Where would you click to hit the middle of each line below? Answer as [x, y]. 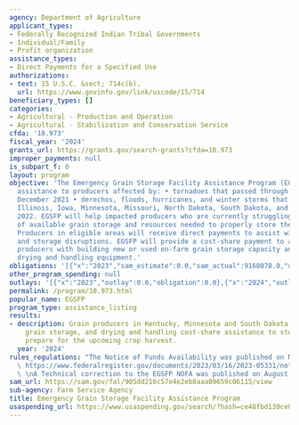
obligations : [33, 266]
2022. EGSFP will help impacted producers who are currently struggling [155, 216]
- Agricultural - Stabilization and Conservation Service [119, 126]
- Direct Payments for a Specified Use [83, 68]
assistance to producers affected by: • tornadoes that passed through [153, 192]
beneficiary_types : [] [51, 100]
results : [25, 316]
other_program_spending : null [65, 274]
